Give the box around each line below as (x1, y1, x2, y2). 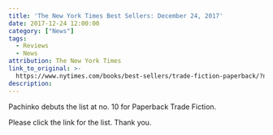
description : (8, 79, 53, 87)
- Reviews (15, 42, 49, 50)
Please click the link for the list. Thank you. (8, 117, 152, 127)
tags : (8, 34, 27, 43)
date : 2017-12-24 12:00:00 (8, 19, 100, 27)
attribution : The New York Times (8, 57, 122, 65)
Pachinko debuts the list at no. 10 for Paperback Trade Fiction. (8, 102, 217, 112)
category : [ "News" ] (8, 27, 75, 35)
